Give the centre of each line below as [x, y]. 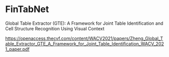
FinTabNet [27, 9]
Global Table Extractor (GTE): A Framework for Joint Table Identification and [84, 23]
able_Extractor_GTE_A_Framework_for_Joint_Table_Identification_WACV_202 [84, 43]
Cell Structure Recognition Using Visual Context [55, 28]
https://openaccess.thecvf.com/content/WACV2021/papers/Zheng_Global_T [84, 38]
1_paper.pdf [17, 49]
